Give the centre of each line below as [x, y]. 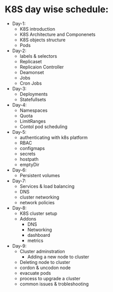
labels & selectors [38, 56]
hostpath [29, 159]
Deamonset [32, 72]
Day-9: [19, 246]
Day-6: [19, 170]
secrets [28, 154]
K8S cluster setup [38, 213]
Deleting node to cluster [45, 262]
